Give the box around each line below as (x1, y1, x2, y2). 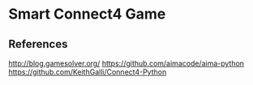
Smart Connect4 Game (8, 5, 166, 23)
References (8, 37, 68, 51)
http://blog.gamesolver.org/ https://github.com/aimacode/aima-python (8, 58, 245, 68)
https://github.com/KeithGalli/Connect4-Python (8, 67, 167, 77)
